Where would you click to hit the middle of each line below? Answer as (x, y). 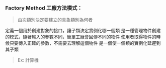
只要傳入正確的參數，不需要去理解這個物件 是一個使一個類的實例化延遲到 (85, 43)
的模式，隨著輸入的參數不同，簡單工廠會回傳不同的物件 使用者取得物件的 (81, 37)
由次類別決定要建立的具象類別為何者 (55, 20)
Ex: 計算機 (28, 60)
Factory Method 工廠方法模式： (44, 8)
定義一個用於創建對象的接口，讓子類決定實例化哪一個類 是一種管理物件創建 (83, 31)
